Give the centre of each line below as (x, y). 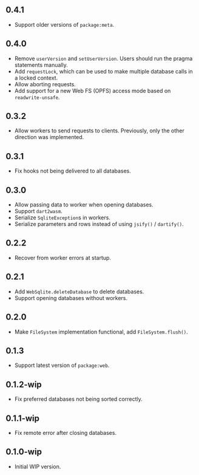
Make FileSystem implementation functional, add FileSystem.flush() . (101, 332)
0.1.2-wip (24, 384)
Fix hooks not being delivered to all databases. (73, 171)
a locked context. (36, 78)
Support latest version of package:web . (62, 365)
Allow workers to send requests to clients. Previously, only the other (99, 131)
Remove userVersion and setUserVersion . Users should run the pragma (103, 58)
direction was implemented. (49, 137)
